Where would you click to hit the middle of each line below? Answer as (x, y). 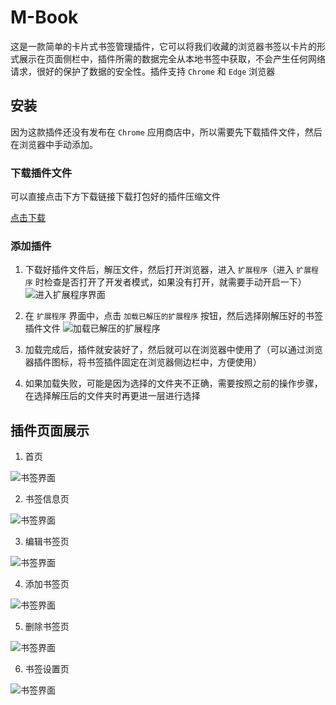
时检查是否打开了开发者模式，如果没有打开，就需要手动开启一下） (170, 282)
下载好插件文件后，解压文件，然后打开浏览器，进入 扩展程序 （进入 (159, 270)
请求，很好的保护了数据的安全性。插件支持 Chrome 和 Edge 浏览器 (143, 71)
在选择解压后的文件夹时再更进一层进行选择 (112, 396)
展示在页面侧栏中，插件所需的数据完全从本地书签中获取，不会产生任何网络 (172, 58)
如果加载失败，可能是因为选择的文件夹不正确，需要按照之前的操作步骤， (173, 383)
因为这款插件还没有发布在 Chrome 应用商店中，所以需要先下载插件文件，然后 (166, 132)
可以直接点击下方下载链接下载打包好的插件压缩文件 (115, 197)
